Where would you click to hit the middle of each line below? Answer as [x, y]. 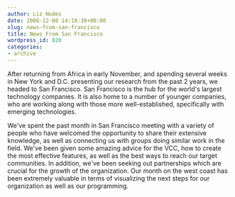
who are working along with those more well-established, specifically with [116, 104]
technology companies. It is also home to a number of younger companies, [117, 96]
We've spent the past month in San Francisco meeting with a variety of [111, 125]
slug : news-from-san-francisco [54, 27]
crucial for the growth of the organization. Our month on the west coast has [118, 171]
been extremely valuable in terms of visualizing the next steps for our [109, 178]
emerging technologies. [42, 112]
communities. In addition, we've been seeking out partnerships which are [114, 163]
